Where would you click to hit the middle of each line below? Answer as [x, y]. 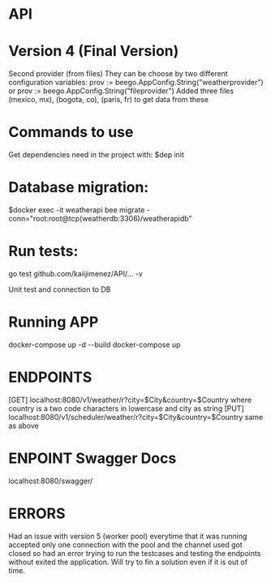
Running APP [54, 322]
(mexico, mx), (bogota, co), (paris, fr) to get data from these [109, 100]
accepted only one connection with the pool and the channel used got [126, 545]
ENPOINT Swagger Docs [92, 458]
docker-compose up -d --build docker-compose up [95, 344]
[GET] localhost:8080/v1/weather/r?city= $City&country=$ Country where [130, 400]
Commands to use [71, 133]
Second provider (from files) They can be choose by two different [118, 74]
